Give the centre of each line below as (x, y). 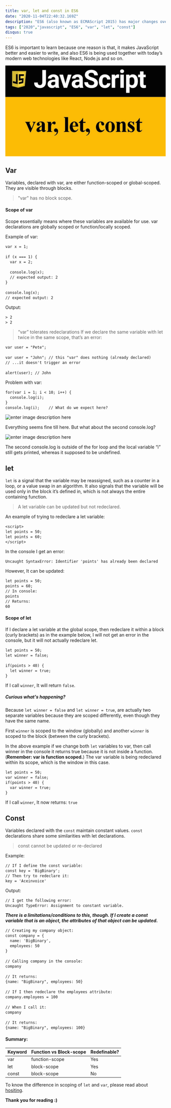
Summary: (17, 1039)
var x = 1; (17, 246)
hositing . (15, 1090)
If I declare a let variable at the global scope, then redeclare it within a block (85, 629)
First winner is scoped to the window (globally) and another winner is (77, 731)
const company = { (25, 936)
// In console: (21, 591)
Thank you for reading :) (31, 1100)
